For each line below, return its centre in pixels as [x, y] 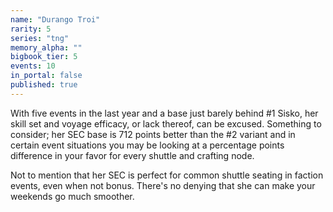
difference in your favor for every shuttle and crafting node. [132, 155]
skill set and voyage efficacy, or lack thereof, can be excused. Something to [166, 123]
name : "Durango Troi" [55, 19]
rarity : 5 [31, 29]
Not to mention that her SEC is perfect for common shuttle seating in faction [167, 175]
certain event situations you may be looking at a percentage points [147, 145]
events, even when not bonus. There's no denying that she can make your [163, 185]
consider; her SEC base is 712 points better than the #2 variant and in [153, 134]
